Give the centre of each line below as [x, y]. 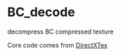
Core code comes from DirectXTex [57, 45]
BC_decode [41, 12]
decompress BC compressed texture [60, 31]
